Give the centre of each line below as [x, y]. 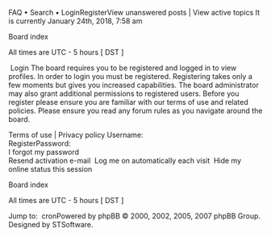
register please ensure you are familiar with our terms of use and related [128, 102]
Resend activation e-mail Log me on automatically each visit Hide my [125, 160]
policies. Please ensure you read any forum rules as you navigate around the [135, 110]
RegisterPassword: [40, 143]
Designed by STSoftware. [51, 225]
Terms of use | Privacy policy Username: [76, 135]
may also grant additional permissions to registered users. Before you [124, 94]
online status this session [50, 169]
